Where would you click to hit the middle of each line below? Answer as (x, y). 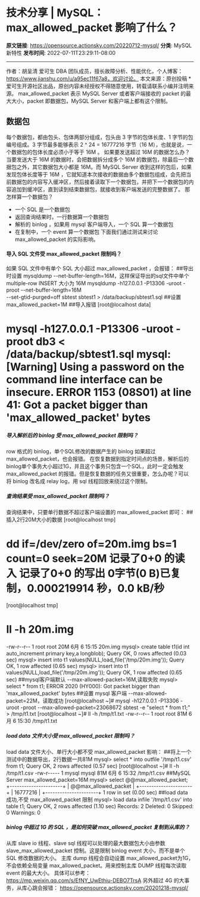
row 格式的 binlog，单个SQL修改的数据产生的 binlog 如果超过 (81, 451)
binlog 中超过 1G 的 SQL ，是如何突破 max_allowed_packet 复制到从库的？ (98, 827)
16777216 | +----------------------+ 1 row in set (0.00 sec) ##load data (101, 792)
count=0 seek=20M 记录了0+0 (84, 559)
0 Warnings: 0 (23, 812)
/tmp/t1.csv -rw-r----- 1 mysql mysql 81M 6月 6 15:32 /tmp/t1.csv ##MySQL (99, 773)
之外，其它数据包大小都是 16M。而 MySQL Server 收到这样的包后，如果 (104, 167)
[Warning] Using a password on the (95, 367)
